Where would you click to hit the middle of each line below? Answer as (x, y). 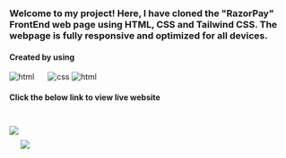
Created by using (42, 57)
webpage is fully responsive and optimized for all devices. (139, 36)
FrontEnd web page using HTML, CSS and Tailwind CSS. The (143, 24)
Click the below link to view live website (85, 97)
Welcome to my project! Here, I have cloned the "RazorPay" (142, 13)
